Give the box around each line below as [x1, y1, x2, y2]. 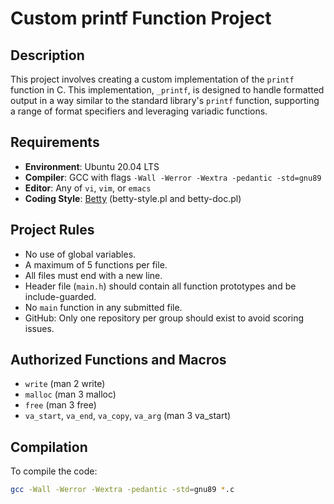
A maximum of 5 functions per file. [24, 258, 168, 271]
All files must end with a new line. [24, 269, 163, 281]
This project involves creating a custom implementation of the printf [10, 73, 295, 85]
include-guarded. [24, 290, 97, 302]
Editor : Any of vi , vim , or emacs [24, 182, 152, 194]
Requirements [10, 134, 100, 151]
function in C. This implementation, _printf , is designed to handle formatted [10, 84, 325, 96]
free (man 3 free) [24, 399, 97, 411]
